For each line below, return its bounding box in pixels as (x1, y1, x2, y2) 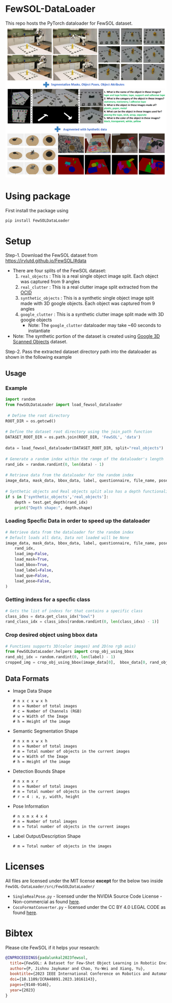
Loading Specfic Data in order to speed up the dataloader (5, 517, 150, 524)
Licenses (5, 861, 45, 872)
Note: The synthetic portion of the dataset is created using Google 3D (12, 333, 160, 339)
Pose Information (12, 803, 49, 809)
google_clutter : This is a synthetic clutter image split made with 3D (20, 312, 164, 318)
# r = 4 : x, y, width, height (12, 794, 80, 799)
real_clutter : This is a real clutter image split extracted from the (20, 284, 158, 290)
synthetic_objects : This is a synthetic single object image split (20, 295, 154, 301)
